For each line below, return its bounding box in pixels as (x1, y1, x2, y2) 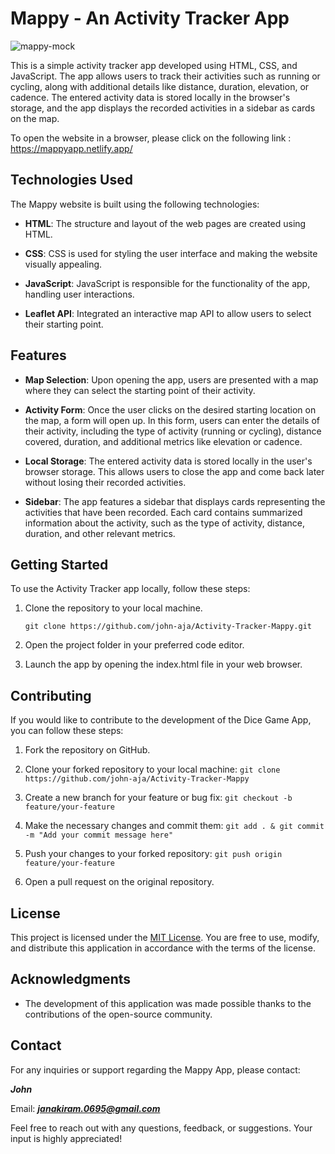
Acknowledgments (10, 971, 132, 988)
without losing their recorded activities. (24, 476, 187, 488)
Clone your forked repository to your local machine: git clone (24, 763, 281, 776)
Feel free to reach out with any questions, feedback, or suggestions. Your (10, 1122, 313, 1134)
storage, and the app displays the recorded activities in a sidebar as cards (10, 102, 316, 114)
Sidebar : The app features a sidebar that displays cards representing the (24, 495, 326, 507)
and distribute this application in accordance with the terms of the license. (10, 942, 316, 954)
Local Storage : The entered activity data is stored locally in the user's (24, 455, 313, 467)
